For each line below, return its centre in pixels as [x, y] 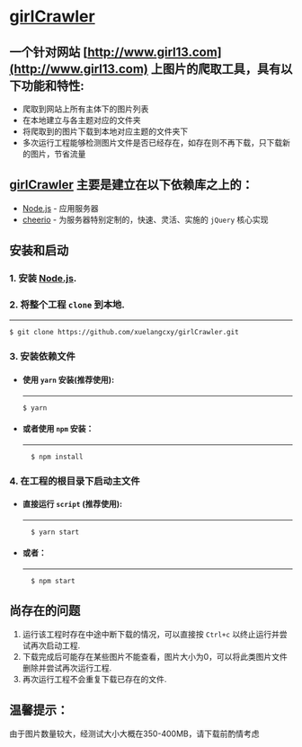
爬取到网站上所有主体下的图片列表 [85, 109]
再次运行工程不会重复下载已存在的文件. [94, 679]
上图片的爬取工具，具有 [216, 69]
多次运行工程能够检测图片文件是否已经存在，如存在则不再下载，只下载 [152, 142]
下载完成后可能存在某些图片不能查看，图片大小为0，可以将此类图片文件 [155, 656]
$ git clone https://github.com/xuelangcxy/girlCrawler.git [124, 333]
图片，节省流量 [58, 154]
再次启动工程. [55, 645]
